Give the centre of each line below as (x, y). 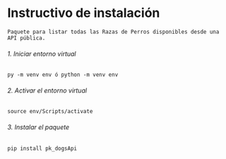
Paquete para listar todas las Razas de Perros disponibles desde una (113, 32)
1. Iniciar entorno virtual (42, 54)
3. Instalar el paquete (38, 127)
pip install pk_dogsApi (42, 148)
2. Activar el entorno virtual (47, 90)
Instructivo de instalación (84, 13)
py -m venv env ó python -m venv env (63, 75)
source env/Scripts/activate (50, 112)
